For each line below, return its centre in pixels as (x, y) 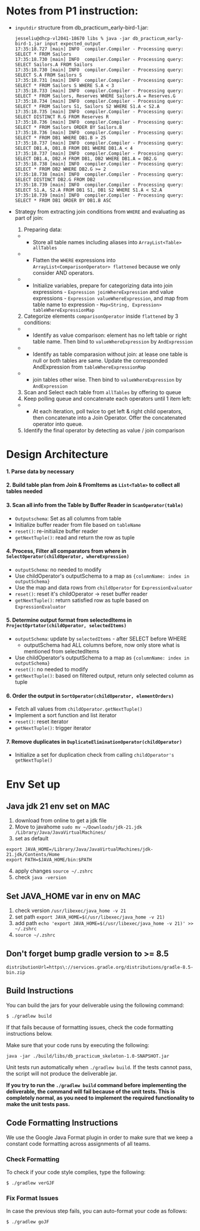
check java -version (41, 877)
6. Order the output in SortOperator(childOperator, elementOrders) (90, 696)
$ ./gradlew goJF (28, 1222)
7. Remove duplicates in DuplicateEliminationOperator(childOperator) (94, 741)
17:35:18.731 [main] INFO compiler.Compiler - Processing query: (99, 80)
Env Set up (33, 784)
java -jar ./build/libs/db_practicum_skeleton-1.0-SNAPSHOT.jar (88, 1056)
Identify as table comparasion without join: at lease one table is (110, 354)
